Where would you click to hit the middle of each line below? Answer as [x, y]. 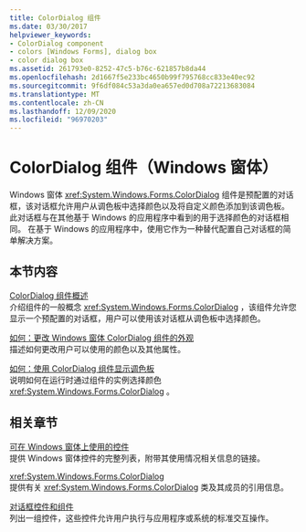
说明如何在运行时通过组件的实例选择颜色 [85, 380]
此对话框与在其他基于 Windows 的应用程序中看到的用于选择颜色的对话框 [145, 218]
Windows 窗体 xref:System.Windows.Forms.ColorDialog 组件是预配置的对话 [152, 195]
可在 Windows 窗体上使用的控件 [69, 446]
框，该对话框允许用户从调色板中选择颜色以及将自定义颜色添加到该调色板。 [149, 206]
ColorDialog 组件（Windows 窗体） [144, 167]
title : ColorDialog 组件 [55, 18]
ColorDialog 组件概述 [49, 295]
